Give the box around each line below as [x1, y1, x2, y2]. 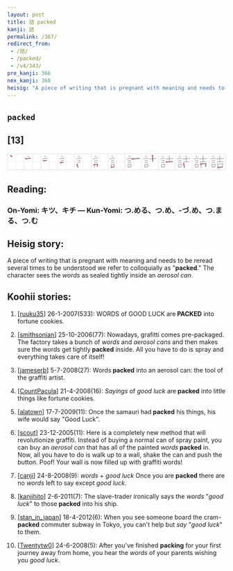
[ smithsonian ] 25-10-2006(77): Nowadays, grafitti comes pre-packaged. [17, 330, 225, 339]
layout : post [7, 11, 45, 18]
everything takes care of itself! [17, 352, 105, 361]
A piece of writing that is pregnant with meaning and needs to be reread [7, 257, 213, 265]
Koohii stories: [7, 291, 71, 303]
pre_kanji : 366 [7, 69, 51, 76]
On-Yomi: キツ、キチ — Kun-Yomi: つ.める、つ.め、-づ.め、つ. [7, 205, 216, 215]
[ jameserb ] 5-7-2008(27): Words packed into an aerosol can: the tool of [17, 366, 223, 374]
